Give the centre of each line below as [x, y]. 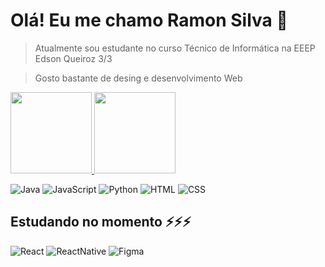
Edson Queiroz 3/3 [73, 58]
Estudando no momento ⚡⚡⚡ [101, 222]
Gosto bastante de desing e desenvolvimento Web [138, 78]
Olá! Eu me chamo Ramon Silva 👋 [149, 20]
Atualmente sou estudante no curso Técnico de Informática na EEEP [175, 48]
